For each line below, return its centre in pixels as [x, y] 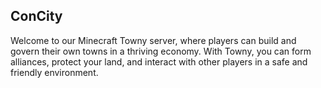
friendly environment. [54, 72]
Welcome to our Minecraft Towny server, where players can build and [153, 40]
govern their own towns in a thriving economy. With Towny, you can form [161, 51]
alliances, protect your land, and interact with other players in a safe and [159, 61]
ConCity [36, 16]
